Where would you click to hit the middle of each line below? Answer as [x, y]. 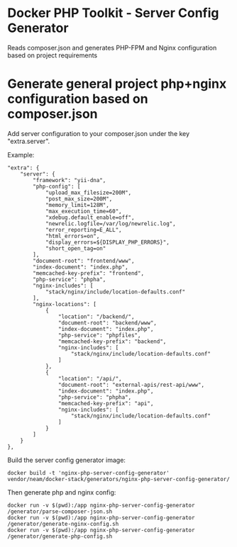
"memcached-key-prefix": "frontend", [88, 273]
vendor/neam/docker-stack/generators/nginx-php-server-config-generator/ [119, 479]
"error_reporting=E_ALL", [83, 230]
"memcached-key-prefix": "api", [106, 403]
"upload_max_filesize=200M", [88, 193]
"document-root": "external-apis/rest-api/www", [131, 385]
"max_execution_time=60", [83, 211]
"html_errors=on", [72, 236]
